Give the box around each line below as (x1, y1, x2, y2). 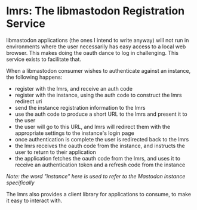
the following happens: (6, 73, 63, 81)
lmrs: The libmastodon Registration (6, 4, 185, 18)
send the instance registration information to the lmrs (14, 104, 146, 111)
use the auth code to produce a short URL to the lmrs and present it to (14, 110, 187, 118)
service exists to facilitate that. (6, 55, 82, 63)
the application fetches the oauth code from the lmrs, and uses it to (14, 155, 181, 162)
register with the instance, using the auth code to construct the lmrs (14, 91, 182, 98)
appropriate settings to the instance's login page (14, 129, 134, 137)
